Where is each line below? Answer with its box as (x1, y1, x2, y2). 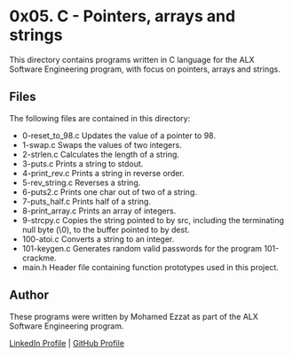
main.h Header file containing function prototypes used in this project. (21, 261, 280, 272)
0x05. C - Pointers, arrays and (9, 6, 236, 27)
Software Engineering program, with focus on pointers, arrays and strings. (9, 64, 281, 74)
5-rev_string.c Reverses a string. (21, 177, 141, 188)
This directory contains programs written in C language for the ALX (9, 54, 255, 65)
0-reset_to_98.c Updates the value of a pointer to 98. (21, 130, 216, 141)
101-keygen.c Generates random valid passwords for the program (21, 243, 263, 253)
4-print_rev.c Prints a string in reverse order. (21, 167, 185, 178)
